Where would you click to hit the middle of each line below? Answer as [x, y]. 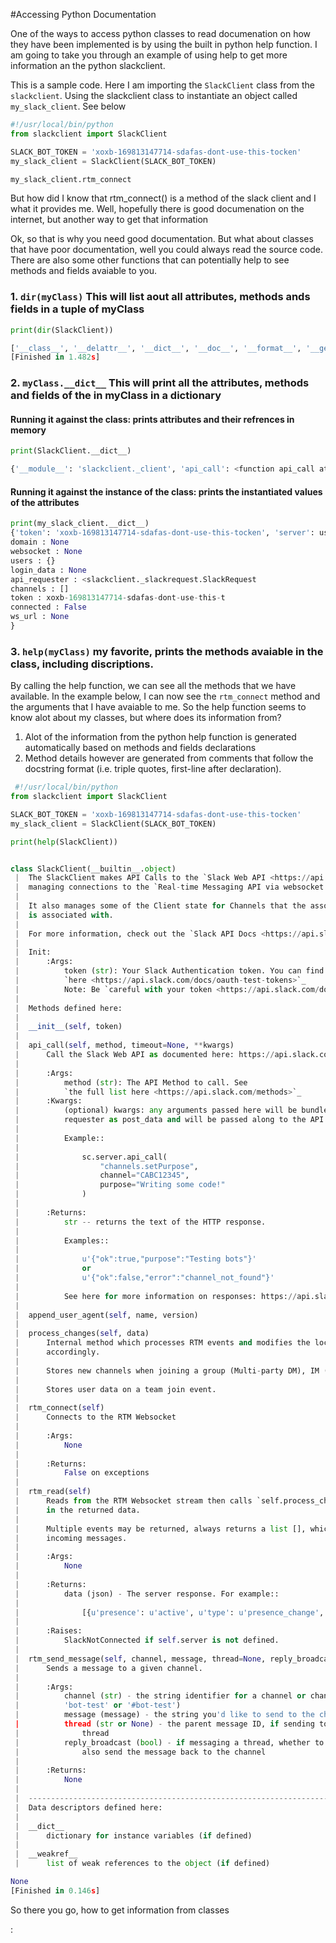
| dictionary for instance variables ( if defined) [133, 1835]
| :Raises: [48, 1631]
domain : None [40, 542]
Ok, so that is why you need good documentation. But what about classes [162, 239]
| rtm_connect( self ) [59, 1408]
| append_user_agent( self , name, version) [106, 1315]
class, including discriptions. [82, 664]
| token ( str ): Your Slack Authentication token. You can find [169, 971]
